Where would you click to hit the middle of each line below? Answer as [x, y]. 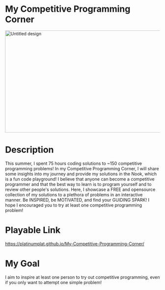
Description [29, 150]
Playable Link [33, 230]
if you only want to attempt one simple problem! [54, 282]
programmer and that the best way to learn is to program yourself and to [78, 184]
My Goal [23, 264]
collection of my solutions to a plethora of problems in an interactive [74, 194]
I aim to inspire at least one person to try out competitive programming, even [82, 277]
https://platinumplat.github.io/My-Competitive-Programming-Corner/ [75, 243]
